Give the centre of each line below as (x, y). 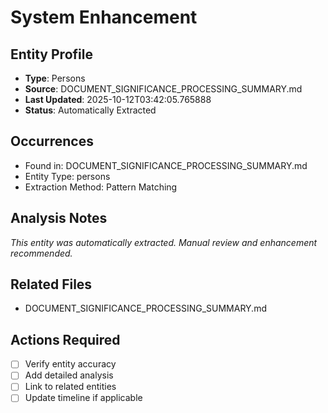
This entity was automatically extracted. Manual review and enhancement (164, 242)
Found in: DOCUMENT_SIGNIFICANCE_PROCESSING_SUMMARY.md (166, 165)
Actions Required (65, 339)
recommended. (41, 253)
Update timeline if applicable (83, 398)
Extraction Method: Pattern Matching (101, 187)
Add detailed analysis (69, 375)
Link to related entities (70, 387)
